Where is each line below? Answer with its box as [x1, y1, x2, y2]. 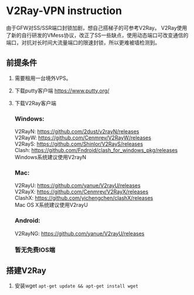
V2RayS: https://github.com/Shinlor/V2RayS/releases [14, 140, 144, 147]
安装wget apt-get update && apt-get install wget [14, 282, 139, 289]
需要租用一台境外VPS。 [14, 75, 72, 82]
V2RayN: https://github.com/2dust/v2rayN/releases [14, 128, 139, 135]
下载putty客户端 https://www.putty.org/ [14, 87, 110, 94]
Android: [14, 216, 41, 224]
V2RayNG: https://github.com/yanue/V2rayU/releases [14, 230, 145, 237]
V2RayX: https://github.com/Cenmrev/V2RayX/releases [14, 188, 148, 195]
